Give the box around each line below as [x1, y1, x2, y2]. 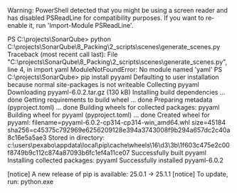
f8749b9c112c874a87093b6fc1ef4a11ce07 [7, 149, 130, 157]
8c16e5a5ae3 [7, 133, 47, 142]
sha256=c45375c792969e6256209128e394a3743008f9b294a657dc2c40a [7, 126, 231, 134]
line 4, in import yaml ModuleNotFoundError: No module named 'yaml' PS [7, 66, 223, 73]
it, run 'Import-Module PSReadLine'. [28, 21, 134, 29]
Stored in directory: [48, 133, 105, 142]
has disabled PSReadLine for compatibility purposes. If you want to [7, 14, 204, 22]
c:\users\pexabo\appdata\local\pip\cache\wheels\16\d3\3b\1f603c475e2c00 [7, 141, 230, 149]
